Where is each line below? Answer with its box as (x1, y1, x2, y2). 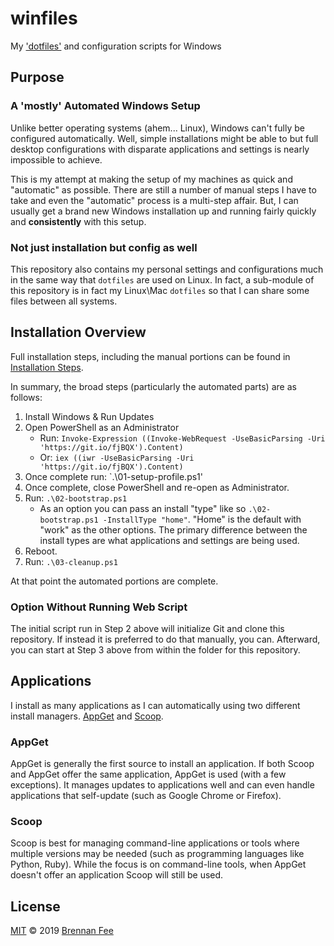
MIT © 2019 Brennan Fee (10, 925, 114, 937)
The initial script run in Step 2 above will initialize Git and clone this (10, 623, 285, 635)
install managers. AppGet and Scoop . (10, 710, 164, 722)
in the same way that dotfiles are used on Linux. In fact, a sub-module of (10, 273, 315, 286)
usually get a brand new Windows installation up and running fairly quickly (10, 205, 317, 217)
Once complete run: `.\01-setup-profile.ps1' (24, 470, 203, 482)
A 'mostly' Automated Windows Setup (10, 99, 201, 113)
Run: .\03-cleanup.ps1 (24, 555, 118, 567)
